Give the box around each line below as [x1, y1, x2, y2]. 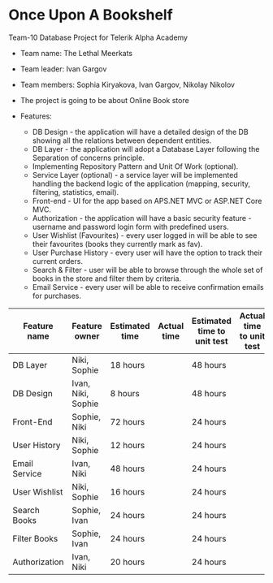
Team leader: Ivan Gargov [19, 63, 107, 74]
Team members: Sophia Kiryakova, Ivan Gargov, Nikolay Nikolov [19, 80, 236, 89]
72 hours [110, 416, 145, 427]
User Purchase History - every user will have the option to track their [32, 248, 262, 257]
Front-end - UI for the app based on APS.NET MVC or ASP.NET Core [32, 196, 262, 205]
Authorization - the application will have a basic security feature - [32, 213, 252, 222]
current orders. [32, 256, 84, 266]
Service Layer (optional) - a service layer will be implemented [32, 170, 238, 179]
